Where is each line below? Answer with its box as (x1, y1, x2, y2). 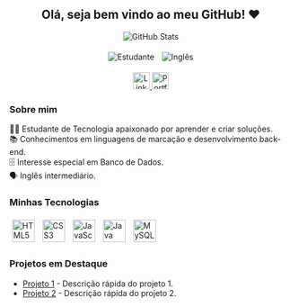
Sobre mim (9, 103, 58, 115)
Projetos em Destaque (9, 257, 109, 270)
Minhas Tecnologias (9, 196, 100, 209)
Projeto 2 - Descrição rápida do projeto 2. (22, 287, 177, 298)
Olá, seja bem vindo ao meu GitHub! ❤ (41, 7, 260, 23)
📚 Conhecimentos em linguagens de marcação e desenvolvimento (9, 134, 258, 145)
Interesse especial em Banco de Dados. (16, 157, 164, 167)
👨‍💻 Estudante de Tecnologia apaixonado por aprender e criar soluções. (9, 123, 274, 134)
